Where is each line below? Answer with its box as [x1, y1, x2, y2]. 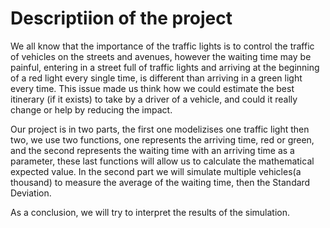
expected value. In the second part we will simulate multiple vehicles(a [10, 165, 302, 177]
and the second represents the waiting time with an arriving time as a [10, 144, 295, 156]
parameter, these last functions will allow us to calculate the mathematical [10, 155, 315, 167]
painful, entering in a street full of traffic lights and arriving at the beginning [10, 61, 320, 73]
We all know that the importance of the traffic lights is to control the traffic [10, 40, 315, 52]
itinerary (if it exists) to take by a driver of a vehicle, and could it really [10, 93, 298, 105]
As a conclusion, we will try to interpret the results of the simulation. [10, 206, 291, 218]
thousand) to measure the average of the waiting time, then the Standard [10, 176, 311, 188]
